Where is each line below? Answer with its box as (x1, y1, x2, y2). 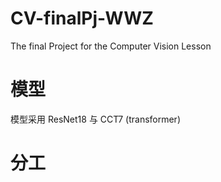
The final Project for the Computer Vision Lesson (10, 40, 212, 52)
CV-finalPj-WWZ (10, 7, 154, 30)
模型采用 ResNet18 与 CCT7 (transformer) (10, 113, 181, 125)
